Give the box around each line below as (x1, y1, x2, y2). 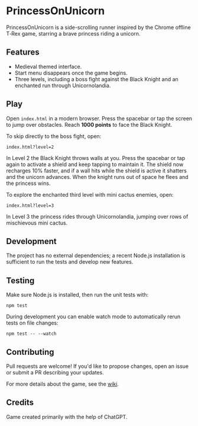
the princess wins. (6, 180, 51, 187)
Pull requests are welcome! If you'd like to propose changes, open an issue (6, 363, 189, 370)
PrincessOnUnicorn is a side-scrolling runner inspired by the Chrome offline (6, 24, 191, 31)
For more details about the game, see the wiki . (6, 380, 119, 387)
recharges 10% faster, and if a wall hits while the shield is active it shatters (6, 167, 187, 174)
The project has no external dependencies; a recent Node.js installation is (6, 252, 186, 259)
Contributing (6, 347, 54, 357)
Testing (6, 276, 35, 286)
